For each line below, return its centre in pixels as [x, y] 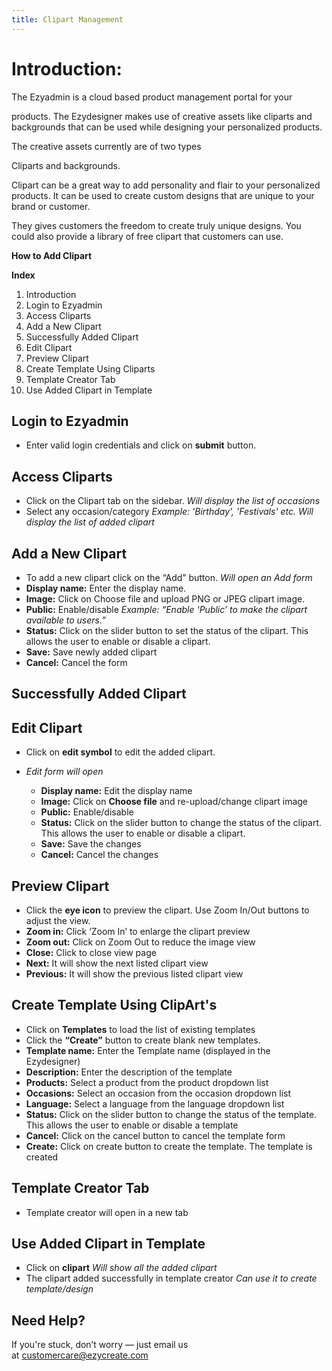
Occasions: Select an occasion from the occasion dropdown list [158, 1093]
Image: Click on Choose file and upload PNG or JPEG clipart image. [165, 599]
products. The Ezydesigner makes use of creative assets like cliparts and [162, 116]
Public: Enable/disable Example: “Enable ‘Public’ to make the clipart [166, 609]
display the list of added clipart [90, 522]
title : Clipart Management [67, 19]
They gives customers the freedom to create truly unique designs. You [156, 225]
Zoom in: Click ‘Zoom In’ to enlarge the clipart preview [138, 932]
